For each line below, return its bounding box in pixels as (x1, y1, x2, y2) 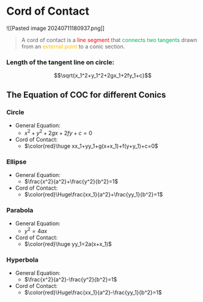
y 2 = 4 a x (24, 226, 48, 234)
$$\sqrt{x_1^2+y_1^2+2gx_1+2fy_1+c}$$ (54, 72, 152, 79)
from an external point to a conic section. (21, 43, 125, 50)
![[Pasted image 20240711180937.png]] (6, 24, 105, 32)
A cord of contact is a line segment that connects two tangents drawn (21, 36, 197, 43)
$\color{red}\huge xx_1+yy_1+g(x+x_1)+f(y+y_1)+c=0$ (24, 142, 158, 149)
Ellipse (6, 157, 27, 166)
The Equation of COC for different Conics (6, 90, 166, 100)
